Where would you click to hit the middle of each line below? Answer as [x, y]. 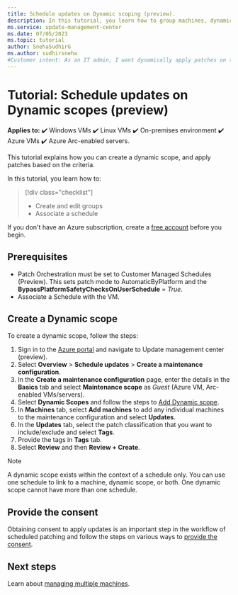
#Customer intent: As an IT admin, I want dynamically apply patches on [117, 60]
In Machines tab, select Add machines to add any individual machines [121, 410]
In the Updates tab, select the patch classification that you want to [115, 425]
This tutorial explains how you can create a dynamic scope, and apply [109, 157]
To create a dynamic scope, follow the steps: [73, 336]
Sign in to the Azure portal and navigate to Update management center [121, 350]
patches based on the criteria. [51, 164]
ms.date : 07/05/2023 [38, 34]
